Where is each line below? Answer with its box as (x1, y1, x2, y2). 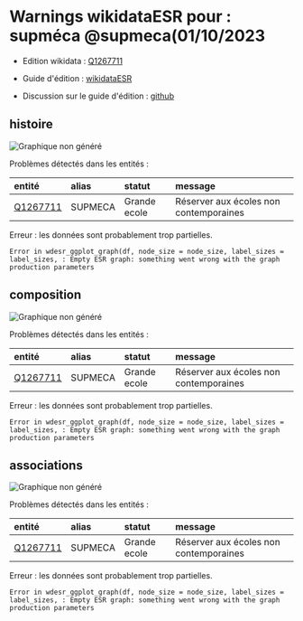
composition (9, 287, 82, 303)
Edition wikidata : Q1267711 (22, 55, 124, 66)
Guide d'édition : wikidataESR (22, 72, 133, 83)
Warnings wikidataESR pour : (9, 6, 232, 27)
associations (9, 457, 83, 473)
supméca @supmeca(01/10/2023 (9, 25, 266, 46)
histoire (9, 117, 54, 132)
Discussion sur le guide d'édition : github (22, 90, 174, 101)
